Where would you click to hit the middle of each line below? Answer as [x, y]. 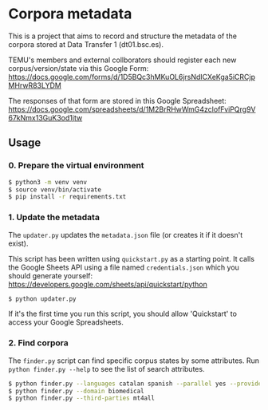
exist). [18, 243]
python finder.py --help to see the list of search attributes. [106, 369]
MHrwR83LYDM [35, 85]
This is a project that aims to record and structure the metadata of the [123, 36]
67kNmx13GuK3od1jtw [45, 117]
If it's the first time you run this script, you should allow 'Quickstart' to [123, 314]
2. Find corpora [39, 343]
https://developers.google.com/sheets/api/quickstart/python [108, 284]
